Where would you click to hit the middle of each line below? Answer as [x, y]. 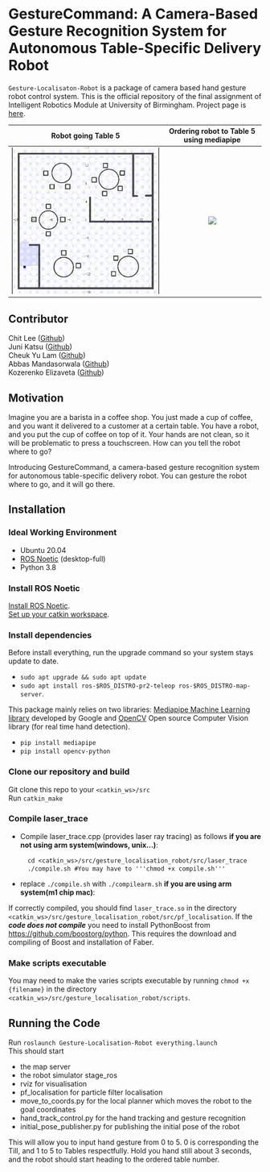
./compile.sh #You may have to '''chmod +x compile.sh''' [127, 869]
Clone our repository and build [69, 772]
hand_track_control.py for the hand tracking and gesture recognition [133, 1118]
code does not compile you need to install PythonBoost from [109, 925]
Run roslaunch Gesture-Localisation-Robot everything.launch [113, 1042]
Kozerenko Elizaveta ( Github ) [56, 372]
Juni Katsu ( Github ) [40, 347]
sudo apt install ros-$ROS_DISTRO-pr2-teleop [97, 686]
